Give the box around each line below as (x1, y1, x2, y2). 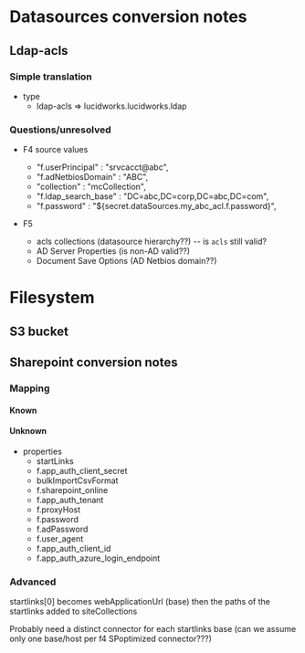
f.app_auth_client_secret (36, 465, 128, 476)
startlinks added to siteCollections (9, 606, 138, 617)
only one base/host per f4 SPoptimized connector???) (9, 633, 213, 645)
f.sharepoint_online (36, 484, 109, 495)
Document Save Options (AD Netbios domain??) (36, 256, 217, 267)
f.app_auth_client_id (36, 542, 111, 553)
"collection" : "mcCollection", (36, 181, 146, 193)
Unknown (9, 426, 47, 437)
